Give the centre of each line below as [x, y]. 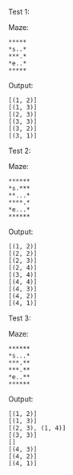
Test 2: [20, 151]
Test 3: [20, 318]
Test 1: [19, 12]
